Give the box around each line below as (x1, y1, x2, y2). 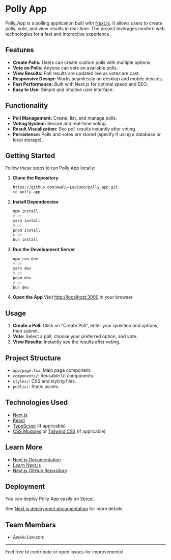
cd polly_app (12, 190, 41, 195)
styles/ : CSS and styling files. (12, 378, 76, 384)
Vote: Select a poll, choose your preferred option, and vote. (12, 333, 138, 340)
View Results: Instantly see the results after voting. (12, 339, 121, 345)
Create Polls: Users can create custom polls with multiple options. (12, 59, 152, 65)
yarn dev (12, 266, 32, 271)
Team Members (5, 520, 56, 529)
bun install (12, 237, 38, 242)
